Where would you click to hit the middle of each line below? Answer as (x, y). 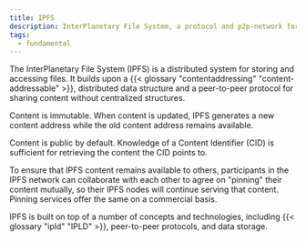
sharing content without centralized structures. (97, 98)
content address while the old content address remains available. (132, 126)
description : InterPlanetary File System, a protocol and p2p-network (146, 26)
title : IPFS (32, 18)
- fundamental (44, 43)
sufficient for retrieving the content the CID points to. (108, 153)
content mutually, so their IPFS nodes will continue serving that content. (144, 190)
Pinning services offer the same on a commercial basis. (113, 199)
